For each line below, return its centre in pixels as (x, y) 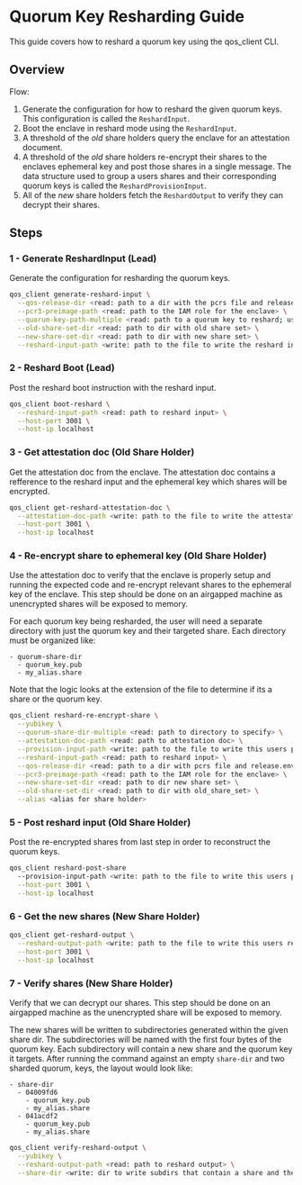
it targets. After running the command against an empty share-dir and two (147, 1058)
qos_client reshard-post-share (68, 868)
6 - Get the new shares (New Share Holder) (105, 916)
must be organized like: (53, 640)
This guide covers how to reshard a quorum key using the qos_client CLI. (144, 41)
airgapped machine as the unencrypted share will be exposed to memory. (146, 1012)
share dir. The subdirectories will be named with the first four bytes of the (146, 1039)
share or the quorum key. (56, 699)
